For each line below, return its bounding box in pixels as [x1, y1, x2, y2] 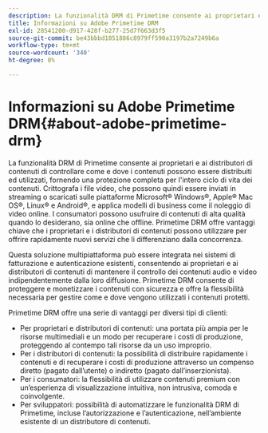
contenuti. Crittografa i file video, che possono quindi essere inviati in [8, 183, 237, 193]
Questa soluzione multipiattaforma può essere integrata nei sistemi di [8, 249, 237, 260]
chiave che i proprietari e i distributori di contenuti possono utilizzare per [8, 225, 247, 236]
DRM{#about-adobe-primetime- [8, 115, 227, 133]
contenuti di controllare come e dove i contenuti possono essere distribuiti [8, 166, 253, 176]
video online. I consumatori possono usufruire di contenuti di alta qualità [8, 209, 246, 218]
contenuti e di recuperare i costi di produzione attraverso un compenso [19, 357, 254, 367]
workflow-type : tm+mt [8, 42, 81, 50]
